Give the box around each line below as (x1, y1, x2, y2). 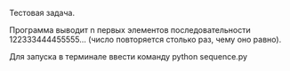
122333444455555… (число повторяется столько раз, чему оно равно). (9, 35, 282, 44)
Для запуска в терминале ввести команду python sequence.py (9, 51, 247, 61)
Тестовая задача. (9, 8, 76, 18)
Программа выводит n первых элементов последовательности (9, 25, 251, 35)
